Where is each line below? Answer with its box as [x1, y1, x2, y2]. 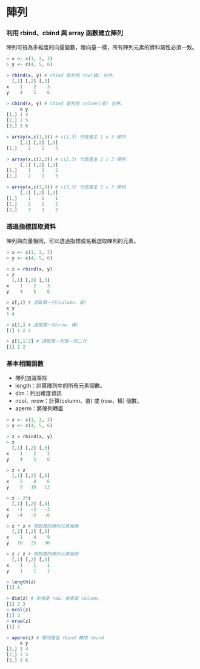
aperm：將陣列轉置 [15, 405, 64, 412]
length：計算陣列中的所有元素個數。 [15, 382, 106, 389]
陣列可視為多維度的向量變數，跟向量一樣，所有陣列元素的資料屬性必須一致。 [6, 44, 198, 51]
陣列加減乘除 [15, 374, 47, 382]
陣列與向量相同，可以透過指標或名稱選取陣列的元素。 [6, 237, 139, 244]
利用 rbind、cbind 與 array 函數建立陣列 [6, 29, 123, 37]
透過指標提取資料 [6, 222, 56, 231]
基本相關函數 [6, 360, 44, 368]
